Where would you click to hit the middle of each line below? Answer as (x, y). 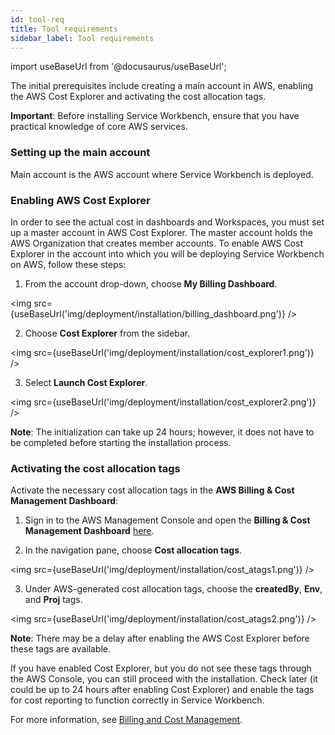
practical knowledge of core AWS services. (99, 127)
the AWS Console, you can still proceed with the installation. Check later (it (164, 679)
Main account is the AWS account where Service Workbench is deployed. (162, 174)
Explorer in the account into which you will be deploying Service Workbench (167, 253)
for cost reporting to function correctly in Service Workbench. (137, 700)
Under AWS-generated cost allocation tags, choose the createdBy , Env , (173, 589)
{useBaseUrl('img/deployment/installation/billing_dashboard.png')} (148, 313)
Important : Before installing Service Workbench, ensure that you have (155, 116)
